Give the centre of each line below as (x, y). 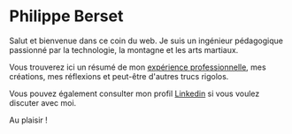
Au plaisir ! (29, 120)
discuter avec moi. (43, 102)
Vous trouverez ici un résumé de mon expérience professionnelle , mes (138, 67)
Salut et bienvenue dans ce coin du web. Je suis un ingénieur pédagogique (146, 41)
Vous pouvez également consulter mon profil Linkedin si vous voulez (134, 93)
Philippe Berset (66, 16)
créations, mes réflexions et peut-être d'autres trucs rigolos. (119, 76)
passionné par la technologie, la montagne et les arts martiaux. (124, 49)
